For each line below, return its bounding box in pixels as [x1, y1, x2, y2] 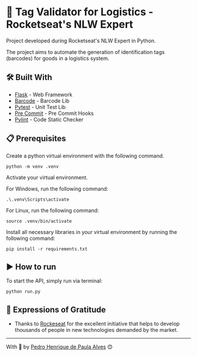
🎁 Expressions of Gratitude [6, 304, 106, 314]
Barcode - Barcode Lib [14, 97, 70, 104]
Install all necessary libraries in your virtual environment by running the [6, 228, 178, 235]
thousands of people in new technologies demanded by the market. [14, 327, 178, 334]
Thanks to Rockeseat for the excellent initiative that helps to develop [14, 320, 180, 327]
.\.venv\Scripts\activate [6, 196, 69, 202]
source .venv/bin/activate [6, 218, 72, 224]
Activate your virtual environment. [6, 174, 88, 181]
